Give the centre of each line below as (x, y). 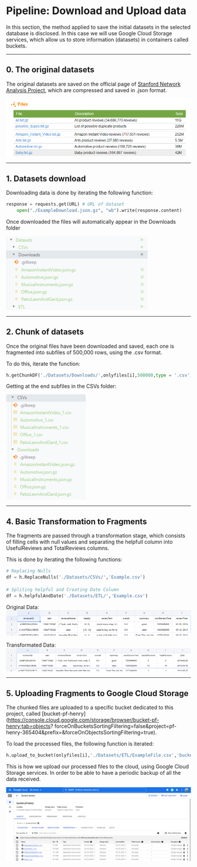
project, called (23, 713)
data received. (23, 779)
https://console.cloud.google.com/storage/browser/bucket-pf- (84, 720)
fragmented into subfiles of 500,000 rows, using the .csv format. (84, 352)
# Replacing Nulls (28, 571)
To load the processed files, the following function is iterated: (80, 744)
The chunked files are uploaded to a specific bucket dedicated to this (90, 707)
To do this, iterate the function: (43, 364)
